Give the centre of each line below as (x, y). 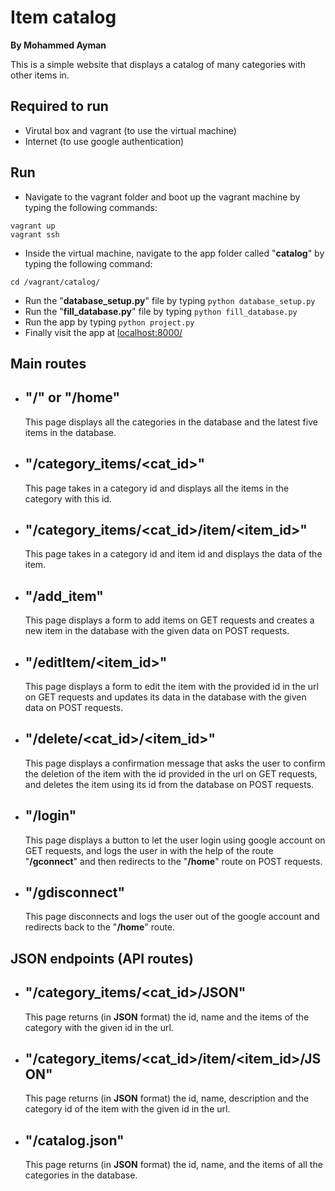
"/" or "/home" (72, 397)
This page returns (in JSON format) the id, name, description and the (167, 1098)
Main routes (48, 363)
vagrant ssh (35, 234)
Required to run (59, 106)
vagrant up (33, 226)
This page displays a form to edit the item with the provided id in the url (171, 687)
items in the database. (70, 432)
